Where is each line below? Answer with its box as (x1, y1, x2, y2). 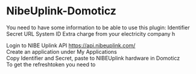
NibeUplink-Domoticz (6, 4, 116, 18)
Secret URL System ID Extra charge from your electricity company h (6, 30, 175, 37)
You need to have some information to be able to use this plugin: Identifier (6, 24, 190, 31)
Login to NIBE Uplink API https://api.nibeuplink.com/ (6, 42, 136, 49)
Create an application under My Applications (6, 48, 118, 55)
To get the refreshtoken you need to (6, 61, 96, 68)
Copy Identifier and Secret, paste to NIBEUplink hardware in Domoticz (6, 54, 180, 61)
